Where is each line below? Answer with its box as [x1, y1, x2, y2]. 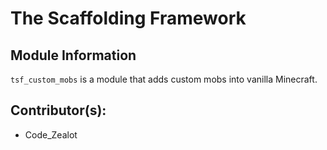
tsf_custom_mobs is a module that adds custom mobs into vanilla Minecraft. [10, 73, 318, 85]
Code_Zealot [24, 128, 78, 141]
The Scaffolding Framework [10, 7, 247, 30]
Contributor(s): [10, 102, 107, 119]
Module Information [10, 47, 137, 64]
